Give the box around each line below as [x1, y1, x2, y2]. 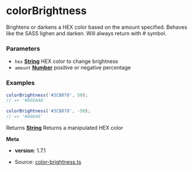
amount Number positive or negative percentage [14, 64, 131, 71]
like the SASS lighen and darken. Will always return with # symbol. [6, 29, 167, 36]
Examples [6, 79, 35, 87]
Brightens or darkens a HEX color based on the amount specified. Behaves [6, 24, 188, 31]
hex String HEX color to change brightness [14, 58, 119, 65]
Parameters [6, 44, 40, 52]
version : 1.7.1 [14, 147, 46, 154]
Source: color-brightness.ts [14, 159, 81, 166]
